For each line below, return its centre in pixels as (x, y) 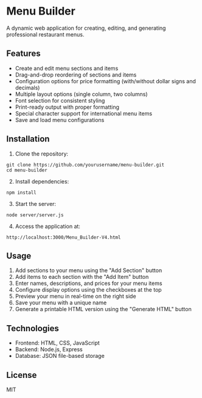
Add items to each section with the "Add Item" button (82, 277)
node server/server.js (35, 215)
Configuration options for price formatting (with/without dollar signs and (105, 81)
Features (23, 54)
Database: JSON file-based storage (60, 356)
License (22, 375)
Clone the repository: (42, 154)
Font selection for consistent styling (60, 100)
